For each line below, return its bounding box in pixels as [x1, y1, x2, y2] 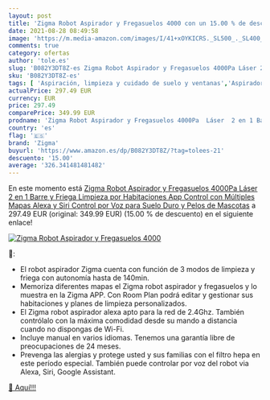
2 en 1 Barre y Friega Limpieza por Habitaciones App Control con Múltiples [8, 192, 256, 202]
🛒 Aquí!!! [8, 383, 37, 393]
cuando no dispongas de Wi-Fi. [19, 324, 125, 334]
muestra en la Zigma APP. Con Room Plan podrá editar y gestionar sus [19, 291, 254, 300]
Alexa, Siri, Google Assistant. [19, 367, 117, 377]
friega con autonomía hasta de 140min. [19, 273, 150, 282]
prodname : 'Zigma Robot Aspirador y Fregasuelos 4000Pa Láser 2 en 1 [8, 117, 253, 125]
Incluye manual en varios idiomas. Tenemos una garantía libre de [19, 333, 235, 343]
